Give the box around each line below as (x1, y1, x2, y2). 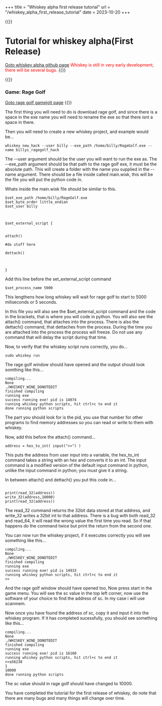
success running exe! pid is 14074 (5, 397, 77, 402)
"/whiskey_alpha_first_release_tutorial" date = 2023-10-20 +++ (5, 9, 131, 15)
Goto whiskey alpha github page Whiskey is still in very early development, (5, 62, 154, 67)
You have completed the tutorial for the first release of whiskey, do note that (5, 690, 157, 696)
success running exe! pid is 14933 (5, 568, 77, 573)
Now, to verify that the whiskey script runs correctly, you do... (5, 344, 128, 350)
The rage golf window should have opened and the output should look (5, 361, 145, 368)
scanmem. (5, 601, 26, 607)
